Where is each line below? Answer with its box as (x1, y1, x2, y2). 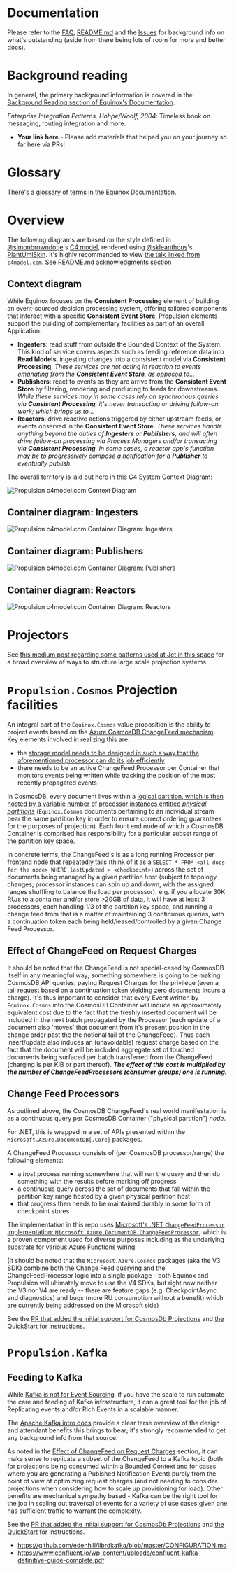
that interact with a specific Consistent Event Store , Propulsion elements (7, 312, 218, 320)
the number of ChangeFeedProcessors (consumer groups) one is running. (7, 1068, 227, 1076)
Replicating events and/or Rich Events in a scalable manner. (7, 1405, 180, 1413)
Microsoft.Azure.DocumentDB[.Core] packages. (7, 1135, 142, 1143)
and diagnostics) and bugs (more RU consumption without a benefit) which (7, 1293, 224, 1301)
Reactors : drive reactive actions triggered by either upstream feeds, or (17, 414, 221, 423)
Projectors (7, 627, 70, 643)
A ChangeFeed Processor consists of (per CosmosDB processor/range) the (7, 1148, 225, 1157)
